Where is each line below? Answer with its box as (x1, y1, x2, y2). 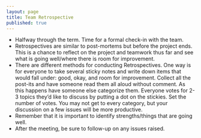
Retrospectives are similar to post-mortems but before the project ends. (14, 42, 193, 50)
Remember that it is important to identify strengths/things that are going (14, 112, 193, 119)
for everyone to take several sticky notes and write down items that (14, 68, 182, 75)
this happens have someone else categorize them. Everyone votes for (14, 87, 188, 94)
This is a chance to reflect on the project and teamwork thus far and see (14, 49, 194, 56)
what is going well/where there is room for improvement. (14, 55, 155, 63)
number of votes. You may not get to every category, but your (14, 100, 168, 107)
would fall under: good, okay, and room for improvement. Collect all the (14, 74, 191, 81)
